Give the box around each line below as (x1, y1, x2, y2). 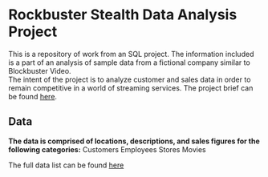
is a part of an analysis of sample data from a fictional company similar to (8, 58, 250, 67)
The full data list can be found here (8, 160, 124, 170)
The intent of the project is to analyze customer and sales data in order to (8, 74, 251, 84)
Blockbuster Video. (8, 66, 71, 75)
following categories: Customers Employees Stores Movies (8, 144, 206, 154)
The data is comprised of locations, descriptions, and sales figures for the (8, 136, 261, 146)
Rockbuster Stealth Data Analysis (8, 6, 238, 24)
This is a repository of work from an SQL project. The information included (8, 49, 254, 58)
